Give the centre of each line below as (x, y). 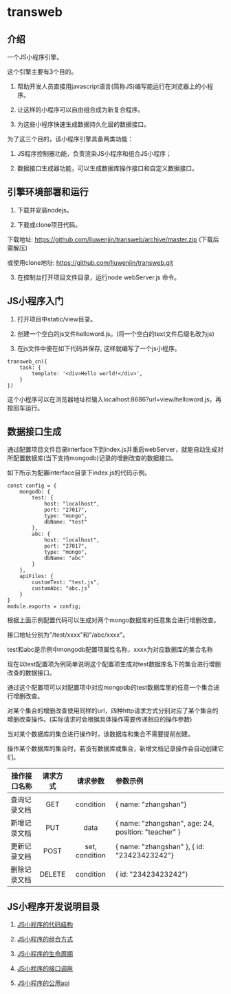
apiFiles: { (36, 577)
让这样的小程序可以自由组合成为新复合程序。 (80, 110)
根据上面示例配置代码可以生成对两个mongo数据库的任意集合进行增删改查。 (113, 620)
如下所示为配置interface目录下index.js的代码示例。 (79, 473)
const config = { (32, 486)
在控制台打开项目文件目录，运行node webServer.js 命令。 (99, 277)
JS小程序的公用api (43, 983)
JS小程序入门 (35, 301)
